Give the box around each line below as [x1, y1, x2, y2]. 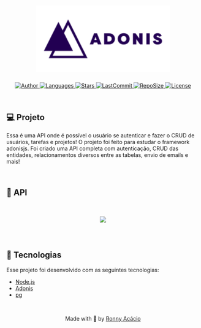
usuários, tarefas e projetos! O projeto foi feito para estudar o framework [6, 138, 190, 145]
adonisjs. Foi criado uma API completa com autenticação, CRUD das [6, 145, 179, 152]
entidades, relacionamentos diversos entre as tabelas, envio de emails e [6, 151, 189, 158]
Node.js [15, 278, 36, 285]
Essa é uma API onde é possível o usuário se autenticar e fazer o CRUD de [6, 131, 195, 139]
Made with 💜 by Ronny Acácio [65, 315, 141, 322]
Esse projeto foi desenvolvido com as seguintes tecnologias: [6, 266, 159, 273]
